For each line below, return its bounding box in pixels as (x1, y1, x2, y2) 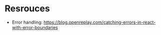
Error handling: (11, 19, 43, 25)
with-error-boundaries (11, 24, 58, 30)
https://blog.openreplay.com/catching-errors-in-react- (43, 19, 156, 25)
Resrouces (4, 3, 50, 14)
